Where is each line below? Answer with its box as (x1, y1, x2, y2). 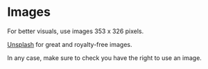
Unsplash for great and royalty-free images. (7, 40, 133, 48)
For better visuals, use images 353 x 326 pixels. (7, 27, 144, 35)
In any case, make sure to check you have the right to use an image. (7, 53, 202, 62)
